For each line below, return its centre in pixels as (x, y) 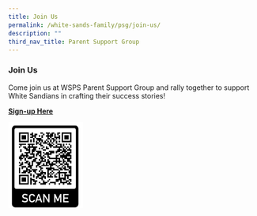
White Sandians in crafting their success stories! (87, 95)
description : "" (35, 33)
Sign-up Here (31, 111)
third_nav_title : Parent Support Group (74, 42)
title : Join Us (33, 17)
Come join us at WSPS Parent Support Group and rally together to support (129, 88)
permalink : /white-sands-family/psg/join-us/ (84, 25)
